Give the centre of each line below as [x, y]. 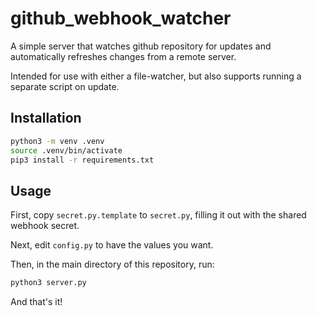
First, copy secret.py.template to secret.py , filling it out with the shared [158, 215]
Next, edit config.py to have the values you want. [112, 245]
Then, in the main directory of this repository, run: [112, 264]
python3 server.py [48, 283]
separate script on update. [65, 86]
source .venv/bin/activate [66, 150]
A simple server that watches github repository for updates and [141, 46]
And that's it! [36, 302]
